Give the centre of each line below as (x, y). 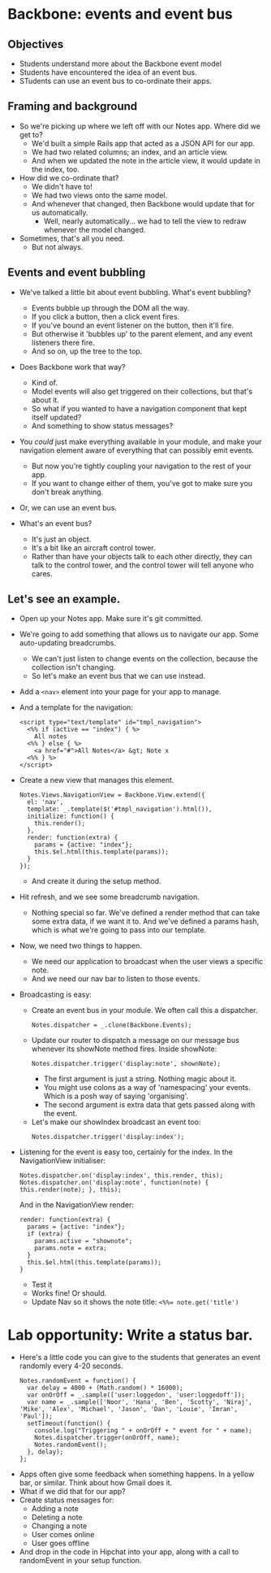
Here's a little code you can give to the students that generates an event (140, 1358)
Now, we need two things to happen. (81, 946)
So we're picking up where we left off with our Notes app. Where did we (140, 126)
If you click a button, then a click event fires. (105, 316)
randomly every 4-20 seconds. (71, 1366)
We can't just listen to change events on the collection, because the (144, 658)
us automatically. (60, 212)
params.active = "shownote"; (84, 1241)
